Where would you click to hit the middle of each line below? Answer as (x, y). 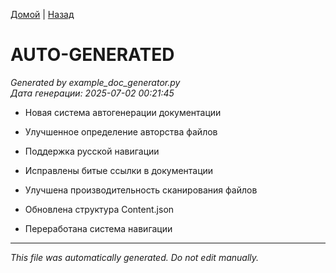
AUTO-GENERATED (92, 55)
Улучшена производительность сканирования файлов (141, 190)
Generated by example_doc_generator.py (95, 82)
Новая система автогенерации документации (123, 112)
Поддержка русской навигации (92, 151)
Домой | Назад (42, 14)
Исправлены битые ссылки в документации (119, 170)
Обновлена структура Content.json (99, 209)
